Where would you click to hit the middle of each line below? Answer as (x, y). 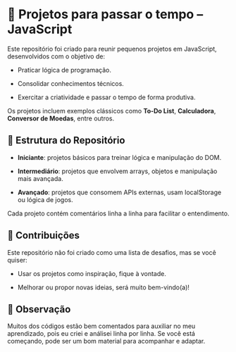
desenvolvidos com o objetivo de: (56, 56)
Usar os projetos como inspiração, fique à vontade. (92, 273)
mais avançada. (40, 178)
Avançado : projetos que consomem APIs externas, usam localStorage (119, 192)
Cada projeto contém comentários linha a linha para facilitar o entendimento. (118, 213)
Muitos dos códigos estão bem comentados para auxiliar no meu (101, 326)
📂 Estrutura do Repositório (66, 140)
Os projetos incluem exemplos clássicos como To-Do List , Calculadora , (112, 111)
